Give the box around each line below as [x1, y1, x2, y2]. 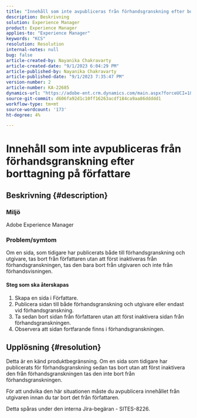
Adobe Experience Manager [6, 221, 74, 228]
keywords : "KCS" [6, 36, 46, 42]
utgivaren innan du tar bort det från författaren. [6, 394, 120, 401]
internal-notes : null [6, 47, 59, 53]
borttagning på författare [6, 167, 131, 180]
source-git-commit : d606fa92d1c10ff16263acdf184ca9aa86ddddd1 [6, 95, 161, 101]
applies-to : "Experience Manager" [6, 30, 91, 36]
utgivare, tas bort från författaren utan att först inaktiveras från [6, 255, 157, 262]
